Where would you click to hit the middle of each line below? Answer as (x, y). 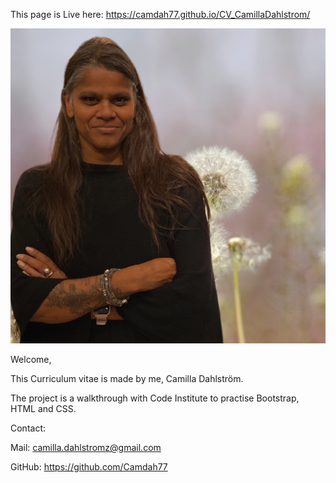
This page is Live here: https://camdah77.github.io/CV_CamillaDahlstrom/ (160, 14)
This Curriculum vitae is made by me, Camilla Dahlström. (127, 378)
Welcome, (31, 359)
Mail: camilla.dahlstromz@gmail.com (86, 447)
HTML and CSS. (43, 408)
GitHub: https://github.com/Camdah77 (89, 467)
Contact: (28, 428)
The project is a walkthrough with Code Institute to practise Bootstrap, (155, 398)
